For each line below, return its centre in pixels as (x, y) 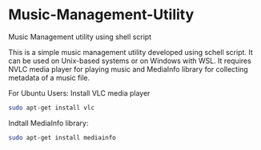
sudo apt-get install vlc (51, 108)
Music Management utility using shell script (80, 37)
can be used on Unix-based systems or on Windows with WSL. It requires (130, 61)
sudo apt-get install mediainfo (62, 137)
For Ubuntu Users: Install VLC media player (79, 93)
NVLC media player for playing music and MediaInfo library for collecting (128, 69)
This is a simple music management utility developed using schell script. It (131, 52)
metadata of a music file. (49, 77)
